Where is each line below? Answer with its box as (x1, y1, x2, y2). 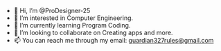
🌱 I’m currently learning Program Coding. (13, 21, 131, 29)
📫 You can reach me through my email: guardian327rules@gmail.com (13, 37, 214, 44)
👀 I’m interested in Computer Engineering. (13, 14, 134, 22)
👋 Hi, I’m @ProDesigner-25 (13, 7, 91, 14)
